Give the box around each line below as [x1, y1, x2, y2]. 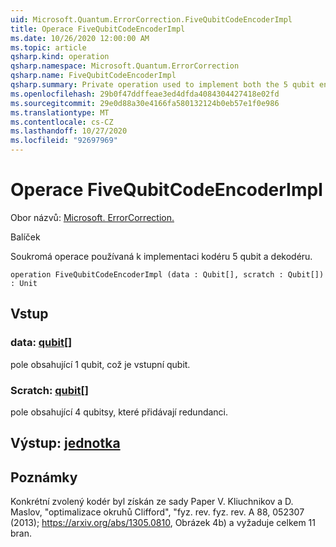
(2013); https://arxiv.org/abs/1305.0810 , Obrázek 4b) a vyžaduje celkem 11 [10, 517, 317, 529]
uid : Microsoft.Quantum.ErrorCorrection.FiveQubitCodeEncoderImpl [10, 14, 293, 25]
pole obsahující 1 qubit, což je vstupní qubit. [10, 358, 191, 370]
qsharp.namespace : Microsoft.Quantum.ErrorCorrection [10, 61, 240, 71]
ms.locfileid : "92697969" [10, 136, 118, 146]
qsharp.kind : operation [10, 52, 110, 62]
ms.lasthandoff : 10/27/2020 [10, 126, 128, 136]
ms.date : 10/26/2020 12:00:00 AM [10, 33, 150, 43]
